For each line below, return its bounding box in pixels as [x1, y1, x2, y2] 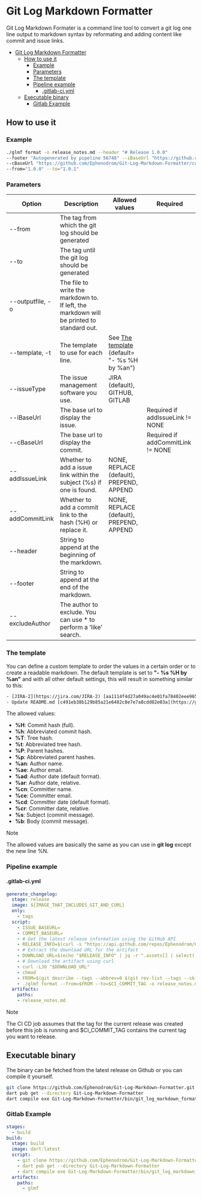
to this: [6, 682, 23, 689]
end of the [60, 583, 89, 592]
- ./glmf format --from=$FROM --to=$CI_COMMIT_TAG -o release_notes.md [17, 980, 200, 987]
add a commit [60, 503, 99, 512]
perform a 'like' [60, 623, 103, 632]
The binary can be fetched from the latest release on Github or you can [6, 1066, 182, 1073]
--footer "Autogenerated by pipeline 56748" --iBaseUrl [6, 155, 149, 161]
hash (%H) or [60, 518, 98, 527]
